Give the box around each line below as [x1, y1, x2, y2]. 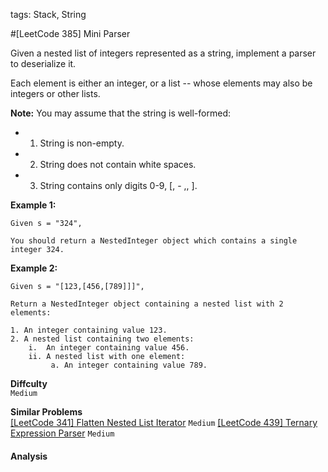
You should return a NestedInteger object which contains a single [10, 236, 298, 246]
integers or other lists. [10, 88, 101, 99]
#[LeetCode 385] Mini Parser [10, 28, 131, 39]
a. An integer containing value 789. [50, 360, 208, 370]
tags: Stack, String [10, 9, 87, 20]
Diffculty [10, 378, 48, 389]
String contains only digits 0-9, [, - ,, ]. [39, 180, 198, 191]
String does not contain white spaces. [39, 159, 197, 170]
